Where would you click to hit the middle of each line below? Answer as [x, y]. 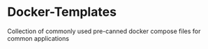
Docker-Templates [62, 12]
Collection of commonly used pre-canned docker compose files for [104, 31]
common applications [38, 38]
